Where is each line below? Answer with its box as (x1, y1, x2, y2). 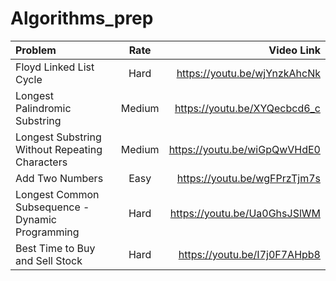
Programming (15, 225, 80, 239)
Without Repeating (15, 142, 103, 156)
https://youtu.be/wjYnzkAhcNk (176, 66, 321, 80)
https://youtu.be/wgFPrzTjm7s (176, 171, 321, 185)
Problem (15, 43, 57, 57)
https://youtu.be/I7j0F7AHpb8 (178, 247, 321, 261)
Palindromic (15, 101, 72, 115)
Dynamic (15, 212, 58, 226)
